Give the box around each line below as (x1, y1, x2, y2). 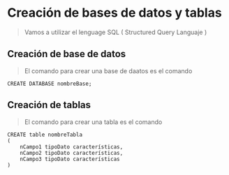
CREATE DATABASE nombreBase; (7, 80, 92, 87)
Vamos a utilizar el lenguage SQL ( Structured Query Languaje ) (24, 28, 207, 36)
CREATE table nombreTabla (7, 131, 82, 138)
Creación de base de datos (7, 48, 126, 60)
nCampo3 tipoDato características (20, 155, 120, 162)
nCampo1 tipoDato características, (20, 143, 124, 151)
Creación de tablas (7, 99, 91, 111)
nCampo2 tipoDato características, (20, 149, 124, 156)
